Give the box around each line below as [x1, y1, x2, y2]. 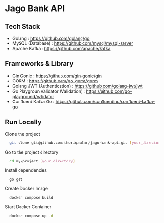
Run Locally [5, 118, 41, 126]
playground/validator [12, 93, 55, 99]
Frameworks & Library [5, 60, 74, 68]
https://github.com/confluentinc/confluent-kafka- [55, 99, 155, 104]
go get [9, 177, 23, 182]
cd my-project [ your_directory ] [9, 159, 76, 163]
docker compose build [9, 195, 54, 200]
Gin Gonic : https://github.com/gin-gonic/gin [12, 73, 102, 79]
